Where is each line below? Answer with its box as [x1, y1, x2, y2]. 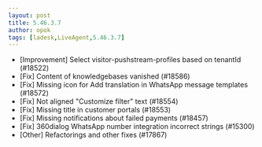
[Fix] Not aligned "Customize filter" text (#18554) [19, 97, 179, 106]
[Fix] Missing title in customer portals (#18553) [19, 105, 172, 115]
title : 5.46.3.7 [8, 19, 61, 27]
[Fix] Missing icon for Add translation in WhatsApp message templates [19, 80, 249, 90]
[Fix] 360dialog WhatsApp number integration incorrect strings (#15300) [19, 122, 255, 131]
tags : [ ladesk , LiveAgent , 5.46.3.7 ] [8, 33, 125, 42]
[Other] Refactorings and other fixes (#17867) [19, 130, 168, 140]
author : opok [8, 26, 51, 34]
